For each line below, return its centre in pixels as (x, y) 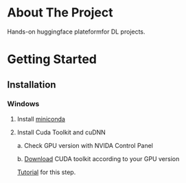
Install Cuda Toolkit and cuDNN (61, 132)
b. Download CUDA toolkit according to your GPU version (98, 158)
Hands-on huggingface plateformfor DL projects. (76, 32)
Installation (32, 85)
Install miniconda (41, 119)
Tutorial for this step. (46, 172)
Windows (23, 104)
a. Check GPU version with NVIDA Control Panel (85, 145)
